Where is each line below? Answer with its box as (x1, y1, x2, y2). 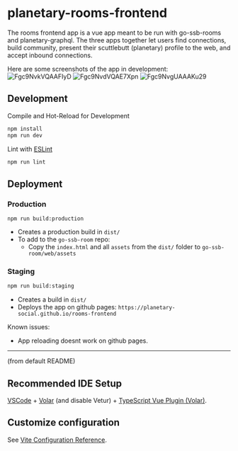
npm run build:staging (7, 282, 74, 290)
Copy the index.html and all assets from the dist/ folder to (28, 243, 200, 251)
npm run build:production (7, 215, 84, 222)
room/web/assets (28, 250, 76, 258)
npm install (7, 125, 42, 132)
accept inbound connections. (7, 51, 93, 59)
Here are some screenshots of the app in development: (7, 64, 169, 73)
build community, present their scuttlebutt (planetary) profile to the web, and (7, 43, 231, 52)
